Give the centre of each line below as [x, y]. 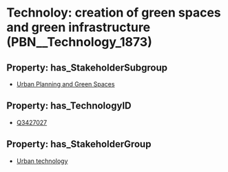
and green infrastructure [79, 27]
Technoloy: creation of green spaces [114, 13]
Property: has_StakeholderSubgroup [87, 67]
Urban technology [42, 161]
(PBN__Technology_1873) [79, 42]
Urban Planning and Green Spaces [65, 84]
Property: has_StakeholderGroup [79, 144]
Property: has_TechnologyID [69, 106]
